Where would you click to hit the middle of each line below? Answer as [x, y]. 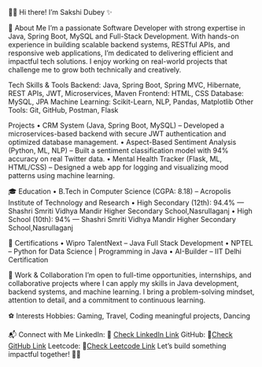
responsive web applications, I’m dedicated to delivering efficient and [121, 53]
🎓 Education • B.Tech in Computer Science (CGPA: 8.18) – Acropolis [120, 191]
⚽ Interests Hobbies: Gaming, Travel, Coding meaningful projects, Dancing [129, 316]
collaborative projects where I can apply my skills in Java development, [124, 283]
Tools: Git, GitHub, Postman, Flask [63, 110]
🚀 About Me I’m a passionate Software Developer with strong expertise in [127, 28]
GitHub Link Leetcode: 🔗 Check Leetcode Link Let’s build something [117, 346]
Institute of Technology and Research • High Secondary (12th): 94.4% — [126, 202]
